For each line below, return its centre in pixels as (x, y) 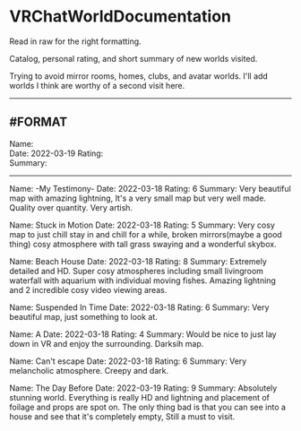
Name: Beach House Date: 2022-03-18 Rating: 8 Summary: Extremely (138, 261)
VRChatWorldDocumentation (120, 17)
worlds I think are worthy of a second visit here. (97, 85)
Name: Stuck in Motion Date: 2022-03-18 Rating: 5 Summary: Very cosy (142, 225)
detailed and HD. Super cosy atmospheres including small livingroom (137, 271)
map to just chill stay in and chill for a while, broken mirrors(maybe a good (146, 234)
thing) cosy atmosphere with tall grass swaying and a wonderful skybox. (143, 244)
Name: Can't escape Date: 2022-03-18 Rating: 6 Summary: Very (128, 361)
